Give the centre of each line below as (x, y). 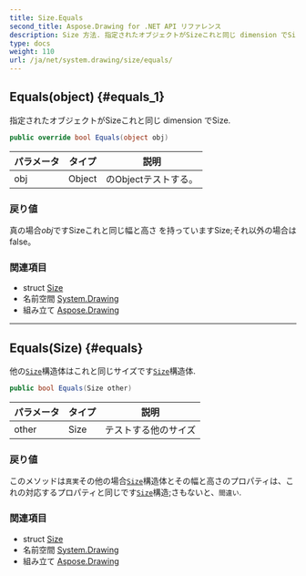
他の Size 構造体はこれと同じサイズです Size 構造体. (102, 371)
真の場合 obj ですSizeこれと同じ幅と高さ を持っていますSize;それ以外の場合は (153, 230)
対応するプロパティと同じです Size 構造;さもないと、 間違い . (133, 492)
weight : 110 (32, 52)
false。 (23, 242)
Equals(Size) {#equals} (76, 348)
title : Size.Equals (46, 18)
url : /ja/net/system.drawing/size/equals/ (91, 60)
